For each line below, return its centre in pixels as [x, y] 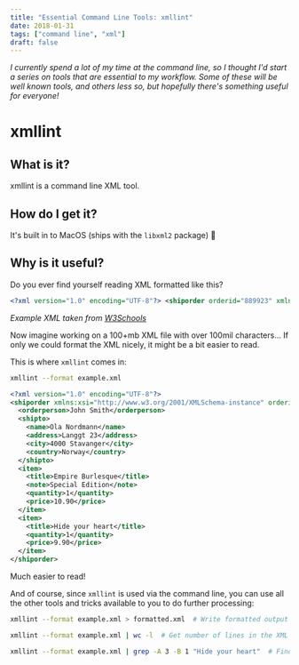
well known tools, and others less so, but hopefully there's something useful [149, 86]
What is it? [40, 164]
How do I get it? [54, 214]
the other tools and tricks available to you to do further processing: [132, 603]
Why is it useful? [57, 263]
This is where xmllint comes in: [68, 362]
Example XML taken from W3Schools [79, 317]
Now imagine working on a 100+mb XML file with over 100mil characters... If [149, 335]
